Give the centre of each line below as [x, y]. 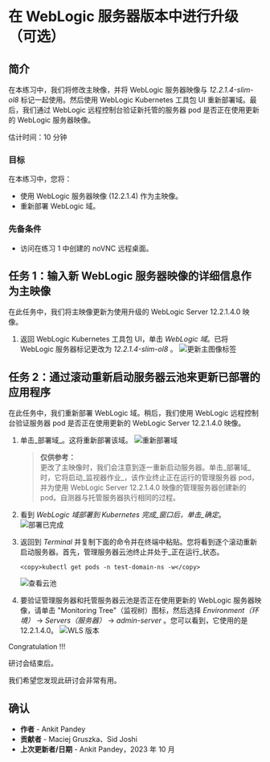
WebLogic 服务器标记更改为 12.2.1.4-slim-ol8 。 [98, 349]
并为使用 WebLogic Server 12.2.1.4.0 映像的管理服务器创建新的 [143, 487]
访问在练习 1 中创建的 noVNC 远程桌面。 [86, 248]
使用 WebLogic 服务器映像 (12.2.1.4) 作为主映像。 [101, 196]
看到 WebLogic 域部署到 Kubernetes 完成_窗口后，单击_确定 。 [123, 515]
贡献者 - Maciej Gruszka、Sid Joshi [79, 739]
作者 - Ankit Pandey [53, 729]
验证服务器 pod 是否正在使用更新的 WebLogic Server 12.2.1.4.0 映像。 [130, 423]
